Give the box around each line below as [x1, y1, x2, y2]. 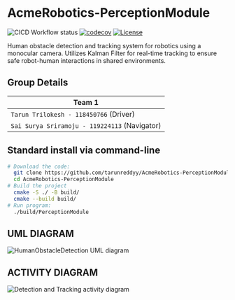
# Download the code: [7, 163, 71, 170]
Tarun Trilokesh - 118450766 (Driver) [10, 109, 135, 119]
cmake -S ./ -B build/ [13, 189, 80, 197]
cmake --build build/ [13, 195, 77, 202]
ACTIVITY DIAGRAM [7, 266, 98, 278]
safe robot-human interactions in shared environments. [7, 56, 166, 64]
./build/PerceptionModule [13, 208, 90, 215]
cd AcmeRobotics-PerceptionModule [13, 176, 114, 183]
